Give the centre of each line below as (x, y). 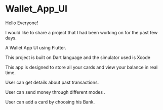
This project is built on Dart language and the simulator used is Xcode (78, 57)
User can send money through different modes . (55, 92)
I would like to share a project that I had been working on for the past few (81, 32)
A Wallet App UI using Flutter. (36, 47)
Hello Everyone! (22, 23)
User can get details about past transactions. (52, 82)
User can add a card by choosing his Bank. (50, 102)
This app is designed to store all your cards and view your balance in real (81, 67)
